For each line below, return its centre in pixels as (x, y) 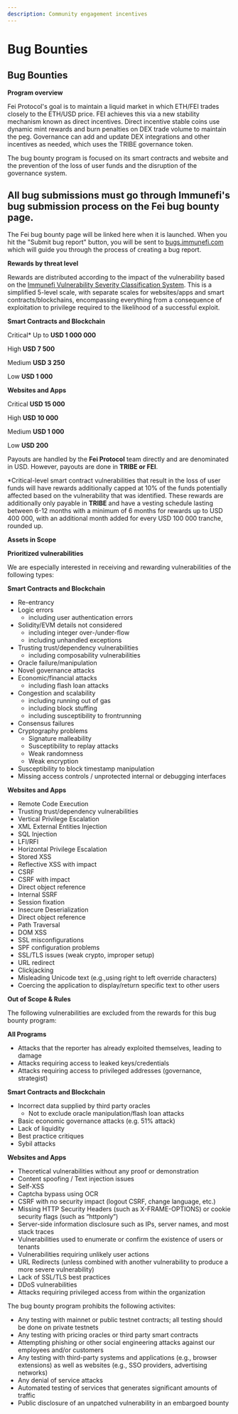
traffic (26, 1395)
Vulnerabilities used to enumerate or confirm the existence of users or (120, 1240)
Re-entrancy (36, 603)
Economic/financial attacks (57, 678)
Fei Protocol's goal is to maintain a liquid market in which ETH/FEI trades (113, 106)
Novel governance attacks (56, 670)
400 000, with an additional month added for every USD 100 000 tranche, (115, 518)
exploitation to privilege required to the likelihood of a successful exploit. (114, 307)
